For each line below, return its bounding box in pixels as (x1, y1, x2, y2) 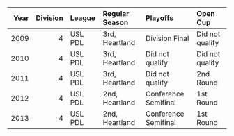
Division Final (145, 34, 189, 43)
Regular (102, 9, 130, 18)
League (70, 13, 96, 23)
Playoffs (145, 13, 174, 23)
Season (102, 17, 129, 27)
